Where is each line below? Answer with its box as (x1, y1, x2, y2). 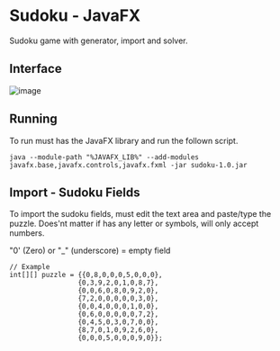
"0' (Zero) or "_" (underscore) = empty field (9, 245, 171, 256)
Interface (9, 61, 62, 76)
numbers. (9, 228, 45, 238)
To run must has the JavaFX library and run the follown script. (9, 135, 239, 146)
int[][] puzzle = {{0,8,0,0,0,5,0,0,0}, (9, 271, 164, 280)
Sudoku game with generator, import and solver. (9, 35, 188, 46)
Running (9, 112, 59, 127)
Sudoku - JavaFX (9, 5, 141, 26)
